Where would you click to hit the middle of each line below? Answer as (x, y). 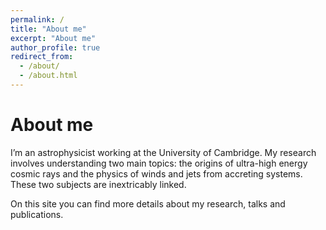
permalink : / (37, 19)
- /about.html (48, 76)
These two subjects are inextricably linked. (98, 184)
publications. (37, 214)
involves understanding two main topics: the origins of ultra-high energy (159, 163)
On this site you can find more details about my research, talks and (148, 203)
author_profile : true (55, 47)
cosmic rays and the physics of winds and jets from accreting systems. (156, 173)
